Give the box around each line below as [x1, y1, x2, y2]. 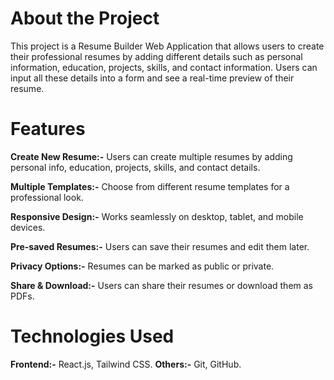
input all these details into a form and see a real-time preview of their [10, 72, 295, 84]
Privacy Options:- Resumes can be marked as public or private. [10, 260, 275, 272]
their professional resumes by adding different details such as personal [10, 50, 303, 62]
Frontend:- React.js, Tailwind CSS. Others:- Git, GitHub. [10, 358, 242, 370]
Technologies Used [10, 325, 175, 348]
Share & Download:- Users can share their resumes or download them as [10, 279, 314, 291]
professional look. [10, 191, 84, 203]
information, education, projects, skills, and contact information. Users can [10, 61, 318, 73]
